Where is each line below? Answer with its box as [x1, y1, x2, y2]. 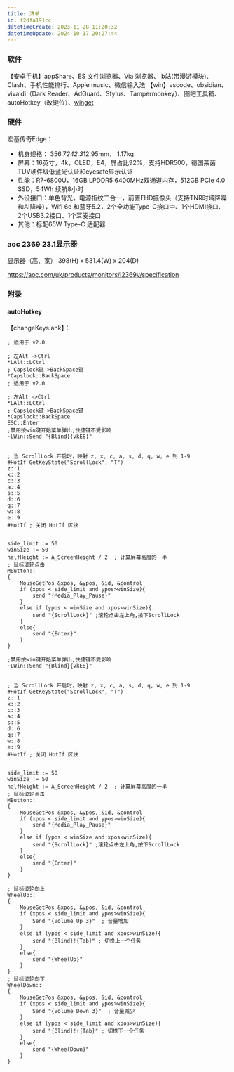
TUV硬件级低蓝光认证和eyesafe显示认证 [17, 167, 133, 176]
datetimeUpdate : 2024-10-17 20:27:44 [7, 30, 118, 37]
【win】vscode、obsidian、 [146, 80, 228, 89]
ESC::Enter [7, 420, 39, 427]
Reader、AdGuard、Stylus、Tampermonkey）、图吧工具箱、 [47, 89, 221, 98]
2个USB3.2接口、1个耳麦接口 [17, 211, 102, 219]
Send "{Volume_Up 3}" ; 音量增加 [32, 918, 129, 925]
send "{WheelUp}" [32, 956, 83, 963]
